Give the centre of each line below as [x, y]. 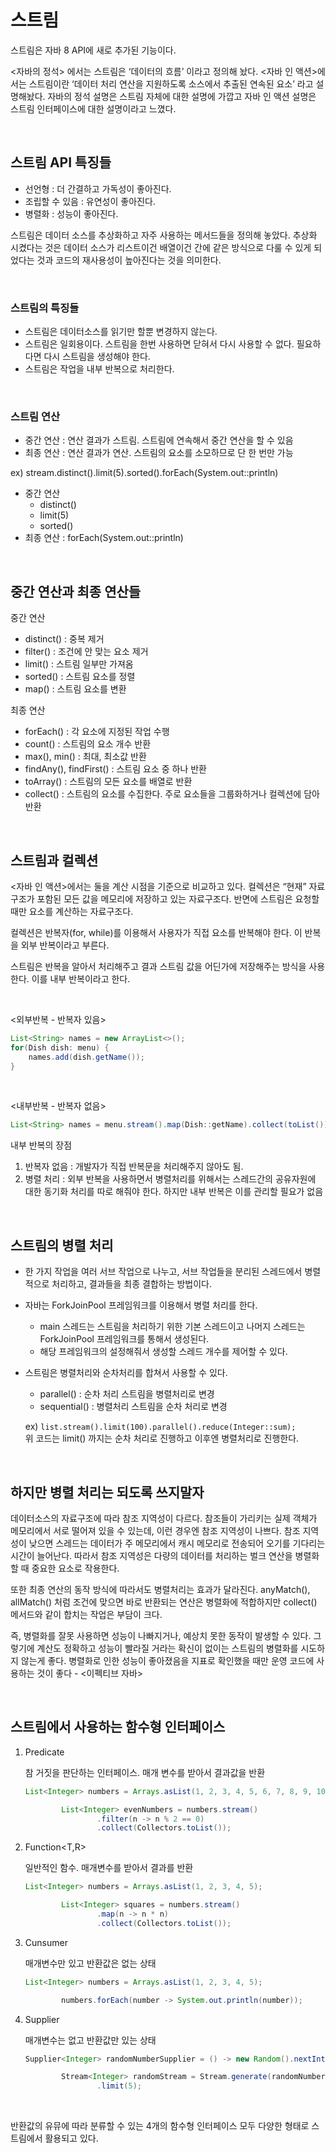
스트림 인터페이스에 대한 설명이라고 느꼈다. [93, 108]
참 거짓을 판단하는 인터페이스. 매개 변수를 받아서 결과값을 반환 [145, 1772]
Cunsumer [46, 1942]
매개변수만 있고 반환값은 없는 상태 [90, 1963]
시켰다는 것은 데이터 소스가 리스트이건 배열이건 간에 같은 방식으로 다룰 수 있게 [161, 247]
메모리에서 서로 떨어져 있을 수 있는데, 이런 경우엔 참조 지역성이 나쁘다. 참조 [155, 1530]
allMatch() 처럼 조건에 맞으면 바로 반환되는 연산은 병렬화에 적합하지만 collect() [164, 1602]
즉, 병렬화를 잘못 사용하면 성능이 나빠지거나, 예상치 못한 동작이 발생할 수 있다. [161, 1635]
